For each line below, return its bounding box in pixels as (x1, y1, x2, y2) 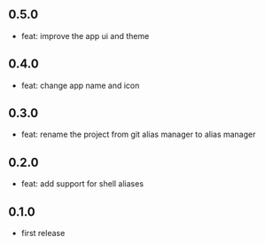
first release (20, 228, 66, 239)
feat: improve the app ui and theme (20, 30, 150, 41)
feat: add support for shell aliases (20, 178, 144, 189)
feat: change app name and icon (20, 80, 140, 91)
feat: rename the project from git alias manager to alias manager (20, 129, 256, 140)
